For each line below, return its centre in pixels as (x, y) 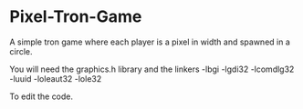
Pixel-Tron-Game (76, 17)
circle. (21, 51)
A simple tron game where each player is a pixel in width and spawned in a (150, 42)
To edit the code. (42, 96)
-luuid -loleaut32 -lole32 (56, 78)
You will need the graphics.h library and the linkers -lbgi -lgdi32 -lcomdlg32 (152, 69)
